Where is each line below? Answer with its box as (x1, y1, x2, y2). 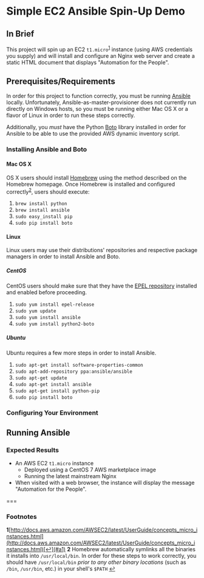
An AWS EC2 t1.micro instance (15, 460, 94, 467)
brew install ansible (15, 207, 70, 214)
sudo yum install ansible (15, 315, 81, 321)
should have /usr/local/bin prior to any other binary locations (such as (6, 559, 186, 566)
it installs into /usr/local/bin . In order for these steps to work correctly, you (6, 552, 197, 560)
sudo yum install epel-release (15, 301, 95, 308)
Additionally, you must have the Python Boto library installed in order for (6, 124, 186, 131)
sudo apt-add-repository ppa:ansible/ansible (15, 368, 132, 375)
